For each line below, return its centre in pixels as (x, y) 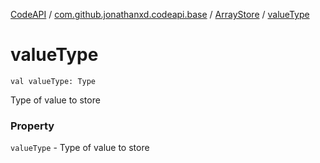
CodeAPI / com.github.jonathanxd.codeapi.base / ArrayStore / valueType (160, 14)
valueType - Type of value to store (80, 148)
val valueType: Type (53, 81)
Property (32, 126)
